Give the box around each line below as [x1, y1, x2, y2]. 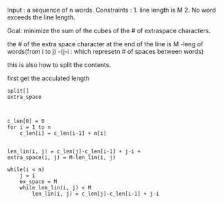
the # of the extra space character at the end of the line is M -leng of [7, 40, 204, 48]
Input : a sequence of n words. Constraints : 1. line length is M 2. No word [7, 6, 216, 14]
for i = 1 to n [7, 124, 51, 131]
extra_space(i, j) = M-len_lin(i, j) [7, 154, 116, 161]
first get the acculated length [7, 74, 90, 82]
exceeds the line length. [7, 13, 75, 21]
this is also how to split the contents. [7, 61, 111, 68]
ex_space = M [19, 178, 57, 185]
